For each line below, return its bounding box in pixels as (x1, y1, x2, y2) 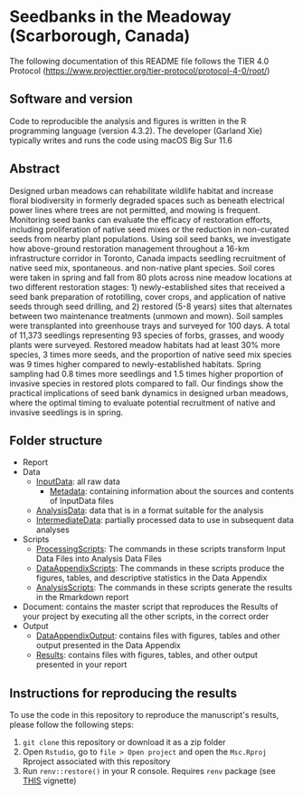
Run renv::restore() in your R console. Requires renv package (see (22, 766, 276, 777)
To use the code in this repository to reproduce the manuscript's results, (9, 710, 279, 721)
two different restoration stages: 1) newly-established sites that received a (9, 281, 286, 292)
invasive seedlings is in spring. (9, 406, 124, 418)
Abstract (9, 161, 61, 177)
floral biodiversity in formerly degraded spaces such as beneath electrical (9, 195, 285, 206)
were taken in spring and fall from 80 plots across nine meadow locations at (9, 272, 292, 283)
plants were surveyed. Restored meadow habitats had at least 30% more (9, 339, 280, 350)
